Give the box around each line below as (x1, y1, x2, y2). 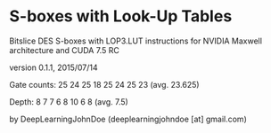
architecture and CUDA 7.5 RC (9, 44, 120, 55)
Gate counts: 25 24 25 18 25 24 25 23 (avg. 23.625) (9, 79, 200, 90)
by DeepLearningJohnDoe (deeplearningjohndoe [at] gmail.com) (9, 113, 247, 124)
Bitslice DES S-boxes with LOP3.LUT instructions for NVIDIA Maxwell (9, 35, 263, 46)
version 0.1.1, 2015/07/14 (9, 62, 98, 73)
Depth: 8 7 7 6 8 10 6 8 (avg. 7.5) (9, 96, 129, 107)
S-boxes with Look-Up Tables (9, 6, 233, 27)
